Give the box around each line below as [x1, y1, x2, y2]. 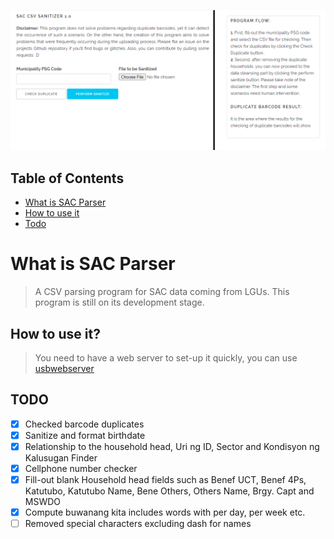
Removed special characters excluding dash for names [24, 518, 252, 530]
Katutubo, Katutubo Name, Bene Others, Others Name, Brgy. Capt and [24, 485, 315, 497]
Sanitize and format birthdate [24, 429, 146, 441]
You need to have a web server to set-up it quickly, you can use [34, 352, 298, 364]
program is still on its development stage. [34, 296, 205, 309]
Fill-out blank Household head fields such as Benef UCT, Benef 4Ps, [24, 474, 307, 486]
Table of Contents [10, 170, 125, 187]
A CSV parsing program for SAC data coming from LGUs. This [34, 286, 290, 298]
